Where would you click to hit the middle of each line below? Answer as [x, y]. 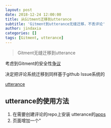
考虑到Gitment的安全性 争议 [33, 63]
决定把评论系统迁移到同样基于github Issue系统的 [55, 74]
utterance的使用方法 [37, 101]
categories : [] [21, 33]
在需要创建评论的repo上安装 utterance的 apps [59, 114]
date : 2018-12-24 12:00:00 [33, 15]
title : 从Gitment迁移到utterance [38, 19]
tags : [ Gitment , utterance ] [34, 38]
